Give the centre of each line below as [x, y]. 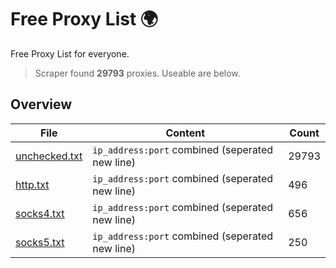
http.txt [32, 184]
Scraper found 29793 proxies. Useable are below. [137, 73]
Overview [41, 104]
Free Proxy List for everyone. [70, 53]
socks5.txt [40, 242]
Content [185, 133]
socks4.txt [40, 213]
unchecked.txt [49, 156]
